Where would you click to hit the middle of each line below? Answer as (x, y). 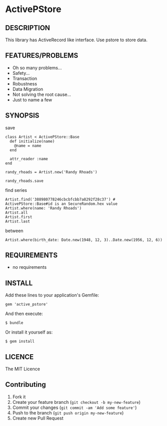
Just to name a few (32, 99)
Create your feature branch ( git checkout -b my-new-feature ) (76, 402)
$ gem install (20, 342)
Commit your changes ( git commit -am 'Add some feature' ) (74, 407)
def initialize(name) (32, 141)
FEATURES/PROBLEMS (42, 56)
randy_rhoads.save (24, 181)
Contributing (26, 385)
